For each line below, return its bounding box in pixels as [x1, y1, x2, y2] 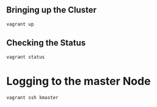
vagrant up [6, 21, 34, 27]
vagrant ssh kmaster [6, 94, 59, 100]
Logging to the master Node [6, 74, 151, 88]
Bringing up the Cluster [6, 5, 97, 15]
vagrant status [6, 54, 45, 60]
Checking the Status [6, 38, 86, 48]
